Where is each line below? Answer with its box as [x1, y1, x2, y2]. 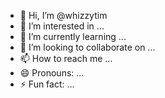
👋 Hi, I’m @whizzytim [19, 10, 108, 21]
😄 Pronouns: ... [19, 67, 85, 79]
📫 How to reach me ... [19, 53, 113, 64]
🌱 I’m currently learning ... [19, 31, 127, 42]
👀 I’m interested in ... [19, 20, 105, 32]
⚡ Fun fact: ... [19, 78, 75, 90]
